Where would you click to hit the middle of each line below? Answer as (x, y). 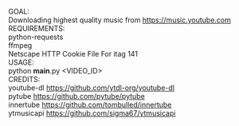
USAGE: (21, 62)
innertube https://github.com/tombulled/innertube (90, 104)
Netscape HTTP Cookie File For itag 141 (73, 54)
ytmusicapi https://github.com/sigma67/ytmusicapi (92, 113)
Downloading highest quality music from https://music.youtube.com (119, 20)
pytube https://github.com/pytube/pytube (76, 96)
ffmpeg (20, 45)
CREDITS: (24, 79)
